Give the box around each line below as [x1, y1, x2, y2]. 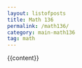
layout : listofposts [7, 10, 67, 17]
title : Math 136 [7, 16, 54, 23]
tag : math [7, 35, 36, 42]
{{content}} [7, 54, 39, 62]
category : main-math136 [7, 29, 76, 36]
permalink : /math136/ [7, 22, 70, 29]
